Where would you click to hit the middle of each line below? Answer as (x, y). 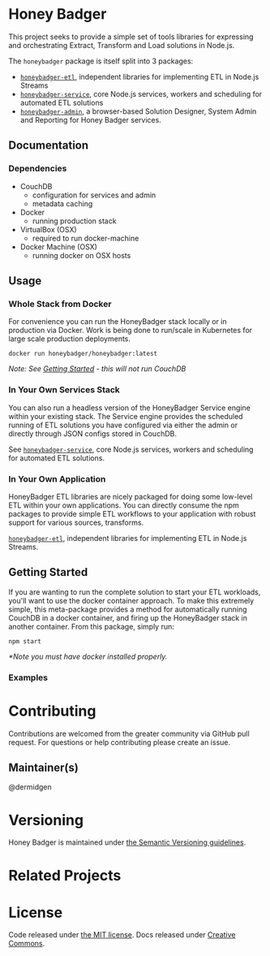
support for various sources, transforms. (76, 522)
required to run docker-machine (86, 238)
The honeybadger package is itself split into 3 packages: (101, 61)
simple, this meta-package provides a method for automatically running (128, 609)
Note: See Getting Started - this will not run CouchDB (97, 369)
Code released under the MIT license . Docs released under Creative (122, 935)
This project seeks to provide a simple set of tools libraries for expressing (131, 37)
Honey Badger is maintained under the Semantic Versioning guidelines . (127, 842)
